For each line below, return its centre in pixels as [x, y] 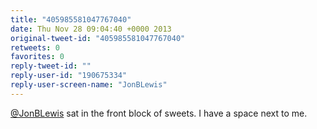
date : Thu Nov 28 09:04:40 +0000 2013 [91, 29]
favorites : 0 [37, 57]
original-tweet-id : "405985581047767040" [98, 38]
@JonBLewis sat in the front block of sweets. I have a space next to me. [159, 113]
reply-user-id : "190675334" [69, 76]
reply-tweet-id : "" [51, 66]
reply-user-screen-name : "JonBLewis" [89, 85]
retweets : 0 [35, 47]
